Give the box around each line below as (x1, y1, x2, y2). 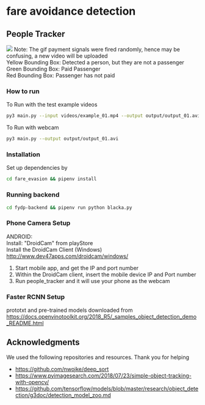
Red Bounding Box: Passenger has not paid (6, 72, 115, 79)
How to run (6, 87, 40, 96)
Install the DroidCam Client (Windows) (6, 246, 103, 253)
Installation (6, 150, 41, 159)
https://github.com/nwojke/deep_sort (15, 365, 109, 373)
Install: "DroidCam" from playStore (6, 239, 93, 246)
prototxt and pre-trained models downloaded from (6, 306, 133, 314)
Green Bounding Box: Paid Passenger (6, 66, 101, 72)
